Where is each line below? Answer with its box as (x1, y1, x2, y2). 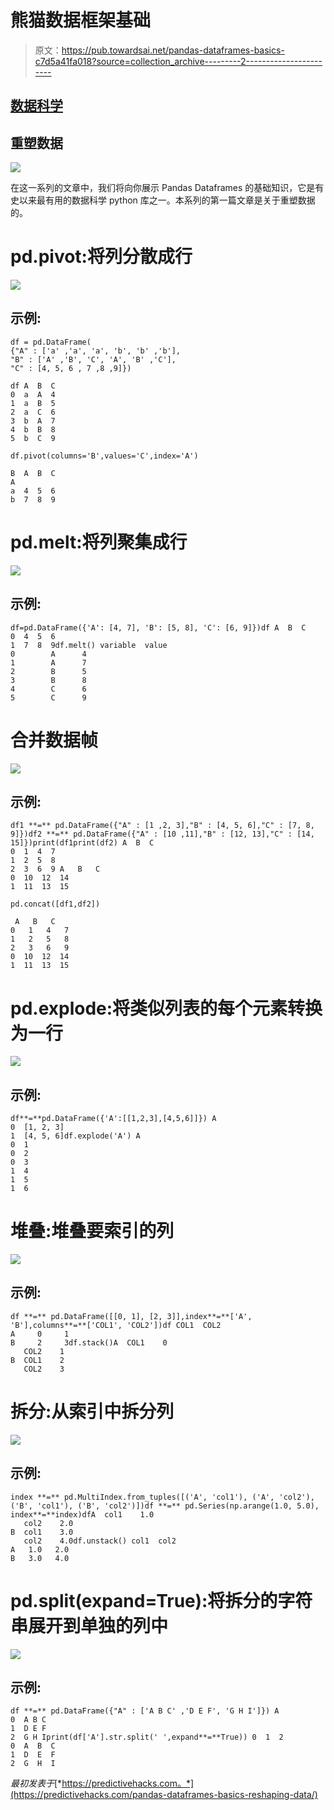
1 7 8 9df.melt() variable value (10, 640, 168, 650)
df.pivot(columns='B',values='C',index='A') (10, 451, 199, 461)
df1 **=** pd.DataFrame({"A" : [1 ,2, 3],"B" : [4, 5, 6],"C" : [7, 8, (10, 821, 315, 831)
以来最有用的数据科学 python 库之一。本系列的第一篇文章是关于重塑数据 (18, 194, 316, 206)
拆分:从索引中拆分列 (10, 1401, 175, 1423)
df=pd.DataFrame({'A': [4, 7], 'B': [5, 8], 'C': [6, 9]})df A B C (10, 622, 307, 633)
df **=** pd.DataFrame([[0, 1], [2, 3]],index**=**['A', (10, 1311, 253, 1321)
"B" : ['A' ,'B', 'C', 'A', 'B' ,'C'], (10, 354, 177, 365)
